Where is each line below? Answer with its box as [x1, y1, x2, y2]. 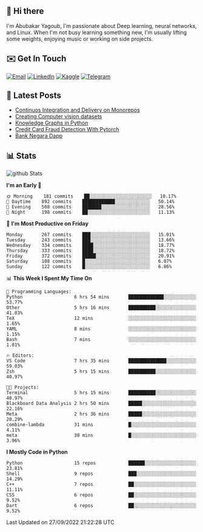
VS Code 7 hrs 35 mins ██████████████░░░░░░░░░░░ [6, 358, 197, 364]
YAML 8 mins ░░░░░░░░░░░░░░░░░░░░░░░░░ [6, 326, 197, 332]
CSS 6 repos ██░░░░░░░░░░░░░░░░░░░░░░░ [6, 492, 197, 499]
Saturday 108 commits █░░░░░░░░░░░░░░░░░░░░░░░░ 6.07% [6, 258, 172, 264]
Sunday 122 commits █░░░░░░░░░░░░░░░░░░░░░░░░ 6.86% [6, 264, 172, 270]
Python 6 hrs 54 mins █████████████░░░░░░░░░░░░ [6, 294, 197, 300]
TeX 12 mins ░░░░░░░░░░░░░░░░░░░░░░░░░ [6, 316, 197, 322]
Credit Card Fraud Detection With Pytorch [15, 126, 119, 133]
